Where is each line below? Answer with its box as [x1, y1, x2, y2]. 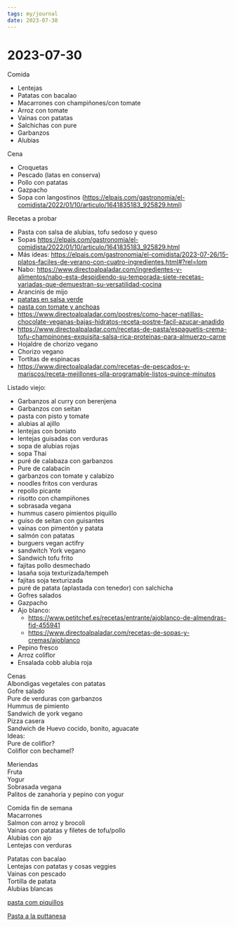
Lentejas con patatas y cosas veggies [7, 862, 117, 871]
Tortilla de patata [7, 877, 56, 886]
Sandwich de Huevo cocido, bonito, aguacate [7, 725, 139, 733]
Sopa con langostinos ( [17, 193, 85, 202]
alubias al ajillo [17, 420, 60, 428]
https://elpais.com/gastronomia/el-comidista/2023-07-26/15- [51, 250, 229, 259]
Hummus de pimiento [7, 702, 70, 711]
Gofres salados [17, 591, 62, 599]
